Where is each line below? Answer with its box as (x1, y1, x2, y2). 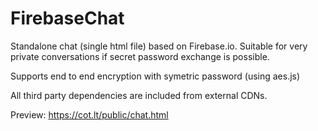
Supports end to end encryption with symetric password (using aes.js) (10, 70, 301, 82)
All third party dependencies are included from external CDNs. (10, 89, 268, 101)
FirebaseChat (10, 7, 125, 30)
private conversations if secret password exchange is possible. (10, 50, 270, 62)
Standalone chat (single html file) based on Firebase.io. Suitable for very (10, 40, 308, 52)
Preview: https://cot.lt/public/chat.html (10, 108, 169, 121)
